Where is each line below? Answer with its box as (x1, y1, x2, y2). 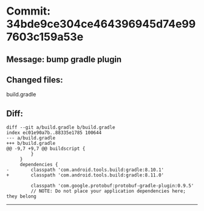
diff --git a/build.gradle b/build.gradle (6, 124, 115, 131)
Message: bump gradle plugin (6, 54, 122, 64)
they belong (6, 193, 36, 199)
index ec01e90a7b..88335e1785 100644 (6, 130, 102, 136)
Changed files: (6, 75, 64, 85)
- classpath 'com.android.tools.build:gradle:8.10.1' (6, 167, 165, 173)
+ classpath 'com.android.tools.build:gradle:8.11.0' (6, 172, 165, 178)
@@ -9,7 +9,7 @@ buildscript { (6, 146, 86, 152)
